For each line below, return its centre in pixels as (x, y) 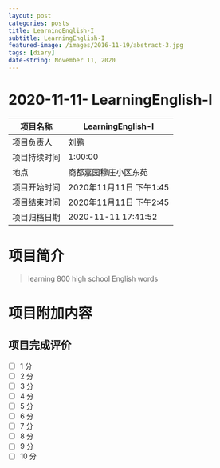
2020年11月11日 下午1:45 (119, 187)
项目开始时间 (37, 187)
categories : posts (39, 23)
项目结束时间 (37, 202)
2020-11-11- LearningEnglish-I (110, 100)
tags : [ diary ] (32, 53)
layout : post (30, 16)
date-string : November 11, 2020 (62, 61)
